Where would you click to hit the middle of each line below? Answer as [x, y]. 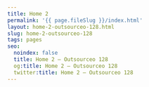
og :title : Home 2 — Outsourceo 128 [66, 66]
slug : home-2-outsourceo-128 [50, 33]
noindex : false [36, 53]
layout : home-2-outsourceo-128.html [61, 27]
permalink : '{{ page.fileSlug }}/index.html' [75, 20]
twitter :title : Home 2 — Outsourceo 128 [73, 72]
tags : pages [25, 40]
